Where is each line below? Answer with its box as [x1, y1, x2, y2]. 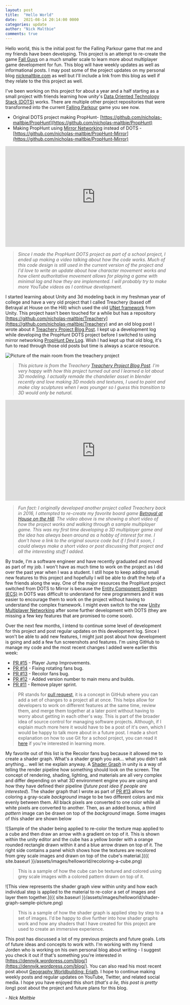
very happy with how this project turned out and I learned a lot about [17, 368, 164, 374]
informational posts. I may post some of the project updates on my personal [5, 67, 165, 73]
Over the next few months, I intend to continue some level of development [5, 623, 162, 629]
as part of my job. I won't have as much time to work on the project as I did [5, 564, 163, 570]
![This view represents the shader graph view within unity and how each [5, 884, 158, 889]
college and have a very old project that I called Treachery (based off [5, 299, 152, 305]
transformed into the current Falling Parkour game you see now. [5, 104, 140, 110]
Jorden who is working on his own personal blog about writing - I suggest [5, 947, 161, 953]
